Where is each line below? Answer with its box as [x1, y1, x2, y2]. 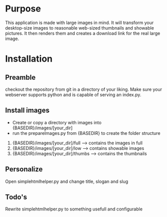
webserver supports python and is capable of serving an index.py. [5, 91, 142, 98]
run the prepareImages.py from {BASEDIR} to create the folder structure [12, 130, 161, 136]
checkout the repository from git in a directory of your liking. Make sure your [5, 86, 163, 92]
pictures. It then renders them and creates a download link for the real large [5, 30, 161, 36]
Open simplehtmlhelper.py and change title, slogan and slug [5, 178, 129, 184]
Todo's [5, 192, 27, 201]
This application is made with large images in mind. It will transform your [5, 20, 154, 26]
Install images [5, 106, 50, 115]
